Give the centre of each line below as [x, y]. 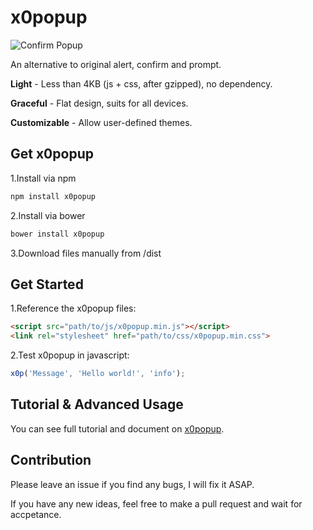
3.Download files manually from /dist [86, 253]
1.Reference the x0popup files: [73, 308]
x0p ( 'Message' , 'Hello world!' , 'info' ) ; [98, 374]
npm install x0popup [53, 196]
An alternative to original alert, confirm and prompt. [116, 64]
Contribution [51, 460]
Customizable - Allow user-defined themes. [101, 122]
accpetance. [36, 514]
